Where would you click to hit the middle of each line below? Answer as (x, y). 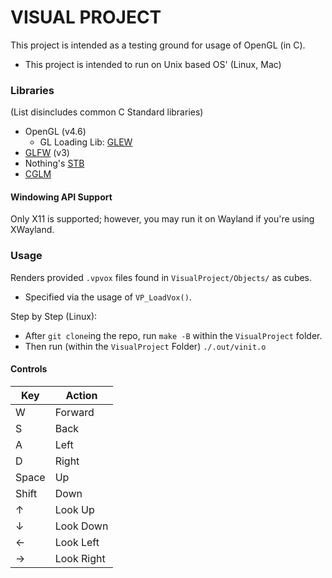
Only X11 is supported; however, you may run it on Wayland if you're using (162, 219)
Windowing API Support (61, 197)
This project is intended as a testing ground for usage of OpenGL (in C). (158, 45)
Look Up (74, 509)
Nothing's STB (54, 163)
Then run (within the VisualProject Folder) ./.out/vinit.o (145, 346)
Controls (29, 369)
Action (81, 395)
